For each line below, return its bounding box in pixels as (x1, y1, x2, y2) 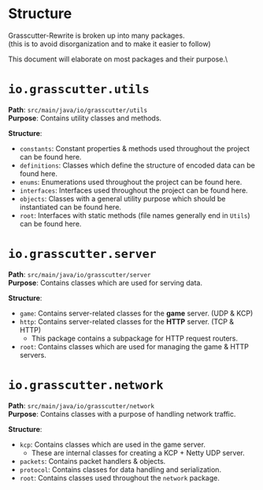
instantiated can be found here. (19, 202, 122, 212)
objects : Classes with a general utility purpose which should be (19, 193, 226, 203)
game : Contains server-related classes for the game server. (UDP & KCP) (19, 308, 254, 318)
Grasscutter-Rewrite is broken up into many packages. (8, 31, 185, 40)
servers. (19, 350, 47, 359)
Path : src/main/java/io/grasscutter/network (8, 400, 155, 410)
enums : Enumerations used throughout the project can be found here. (19, 177, 243, 186)
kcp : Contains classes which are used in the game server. (19, 440, 206, 449)
